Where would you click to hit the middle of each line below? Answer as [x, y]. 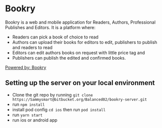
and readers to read [32, 47]
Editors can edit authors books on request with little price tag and [79, 53]
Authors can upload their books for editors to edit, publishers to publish [85, 42]
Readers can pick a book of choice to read [55, 37]
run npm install [29, 104]
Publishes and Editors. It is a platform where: [50, 27]
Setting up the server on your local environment [80, 83]
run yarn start [27, 115]
